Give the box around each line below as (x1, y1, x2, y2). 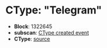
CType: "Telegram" (5, 4, 102, 17)
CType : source (13, 35, 50, 42)
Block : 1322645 (13, 23, 53, 30)
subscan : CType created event (13, 29, 89, 36)
